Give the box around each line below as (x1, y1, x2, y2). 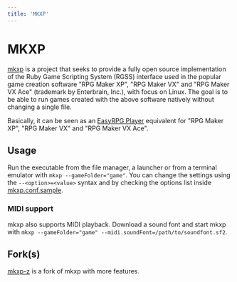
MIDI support (7, 204, 54, 214)
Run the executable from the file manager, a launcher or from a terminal (7, 163, 217, 172)
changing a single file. (7, 103, 73, 111)
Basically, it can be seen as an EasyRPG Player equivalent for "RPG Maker (7, 116, 224, 125)
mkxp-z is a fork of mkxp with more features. (7, 267, 140, 276)
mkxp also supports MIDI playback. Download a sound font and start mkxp (7, 220, 226, 229)
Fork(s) (7, 249, 41, 261)
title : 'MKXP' (7, 10, 50, 18)
